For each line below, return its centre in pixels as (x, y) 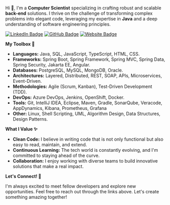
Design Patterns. (30, 119)
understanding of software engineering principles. (58, 24)
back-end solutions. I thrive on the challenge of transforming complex (79, 13)
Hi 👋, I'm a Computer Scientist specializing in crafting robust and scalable (83, 8)
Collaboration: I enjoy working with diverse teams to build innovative (85, 161)
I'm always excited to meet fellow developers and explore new (71, 186)
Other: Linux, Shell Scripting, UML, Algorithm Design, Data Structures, (87, 113)
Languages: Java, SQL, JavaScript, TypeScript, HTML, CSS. (76, 54)
